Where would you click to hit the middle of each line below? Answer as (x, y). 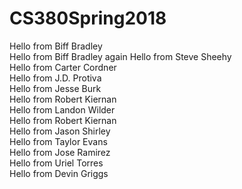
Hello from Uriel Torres (56, 163)
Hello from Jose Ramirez (60, 152)
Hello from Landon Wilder (62, 109)
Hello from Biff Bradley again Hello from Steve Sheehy (120, 56)
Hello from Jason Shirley (60, 131)
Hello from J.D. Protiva (55, 78)
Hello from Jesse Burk (55, 88)
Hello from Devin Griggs (59, 173)
